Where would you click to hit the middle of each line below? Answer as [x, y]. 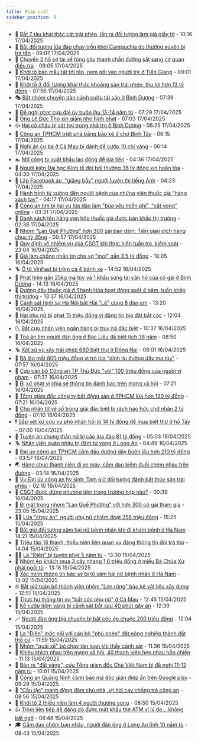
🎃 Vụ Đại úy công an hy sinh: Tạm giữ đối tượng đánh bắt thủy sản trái [100, 479]
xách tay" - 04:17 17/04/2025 [50, 199]
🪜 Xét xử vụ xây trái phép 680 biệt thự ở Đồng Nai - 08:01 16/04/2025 [100, 350]
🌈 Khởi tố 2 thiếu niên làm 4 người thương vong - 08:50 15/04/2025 [96, 702]
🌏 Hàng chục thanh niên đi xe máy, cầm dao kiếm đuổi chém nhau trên [102, 464]
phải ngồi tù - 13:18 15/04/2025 [53, 567]
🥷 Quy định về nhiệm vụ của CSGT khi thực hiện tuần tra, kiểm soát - [98, 243]
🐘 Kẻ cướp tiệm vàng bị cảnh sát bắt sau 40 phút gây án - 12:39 [92, 606]
